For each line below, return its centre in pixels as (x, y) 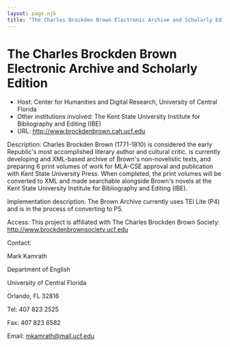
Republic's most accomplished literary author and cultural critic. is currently (114, 152)
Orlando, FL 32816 (33, 296)
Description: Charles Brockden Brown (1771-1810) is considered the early (110, 144)
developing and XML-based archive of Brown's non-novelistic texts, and (109, 159)
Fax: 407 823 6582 (34, 323)
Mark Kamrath (27, 256)
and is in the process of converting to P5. (65, 209)
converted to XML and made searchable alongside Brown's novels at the (110, 181)
